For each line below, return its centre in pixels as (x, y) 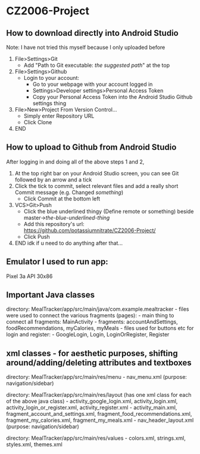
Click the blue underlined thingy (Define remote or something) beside (109, 211)
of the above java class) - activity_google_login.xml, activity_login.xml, (92, 402)
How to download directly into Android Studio (92, 33)
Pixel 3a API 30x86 (29, 276)
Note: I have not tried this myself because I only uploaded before (86, 47)
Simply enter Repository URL (59, 116)
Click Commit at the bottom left (62, 199)
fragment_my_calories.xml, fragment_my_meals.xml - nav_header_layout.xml (100, 420)
